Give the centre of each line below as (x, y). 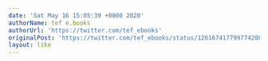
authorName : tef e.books (49, 23)
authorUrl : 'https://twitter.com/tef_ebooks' (85, 30)
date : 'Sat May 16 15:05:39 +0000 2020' (77, 15)
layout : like (30, 45)
